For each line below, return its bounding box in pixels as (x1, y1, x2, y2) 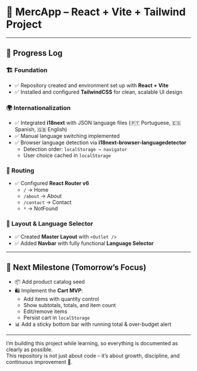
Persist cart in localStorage (23, 314, 90, 321)
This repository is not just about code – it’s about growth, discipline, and (6, 352, 180, 359)
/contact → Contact (23, 199, 72, 206)
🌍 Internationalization (6, 104, 71, 112)
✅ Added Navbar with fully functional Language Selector (14, 240, 154, 247)
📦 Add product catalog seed (14, 278, 85, 285)
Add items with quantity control (23, 295, 100, 302)
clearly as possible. (6, 346, 53, 353)
